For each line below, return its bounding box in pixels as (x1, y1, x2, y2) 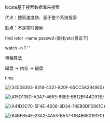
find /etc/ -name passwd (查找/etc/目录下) (5, 35, 89, 41)
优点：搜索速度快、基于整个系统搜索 (5, 15, 77, 20)
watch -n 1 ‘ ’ (5, 45, 30, 51)
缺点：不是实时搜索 (5, 25, 43, 31)
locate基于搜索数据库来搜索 (5, 4, 60, 10)
